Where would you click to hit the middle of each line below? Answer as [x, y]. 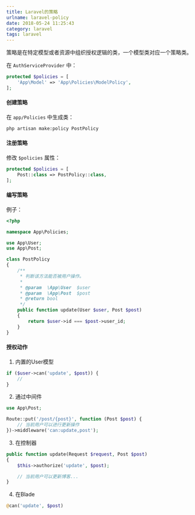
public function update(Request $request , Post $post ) [77, 454]
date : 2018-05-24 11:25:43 [40, 23]
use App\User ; [24, 243]
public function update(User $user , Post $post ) [80, 310]
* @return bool [39, 299]
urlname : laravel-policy [38, 18]
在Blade [25, 494]
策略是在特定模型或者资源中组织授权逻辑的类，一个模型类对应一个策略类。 [99, 53]
